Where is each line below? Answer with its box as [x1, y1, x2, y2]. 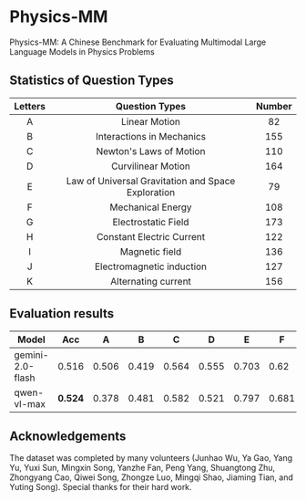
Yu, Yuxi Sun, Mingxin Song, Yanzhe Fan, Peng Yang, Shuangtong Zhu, [9, 463, 276, 474]
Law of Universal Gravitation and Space [66, 174, 236, 187]
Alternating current [110, 275, 191, 287]
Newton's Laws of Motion [96, 144, 206, 157]
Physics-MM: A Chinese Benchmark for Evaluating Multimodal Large [9, 37, 267, 47]
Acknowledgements [9, 428, 127, 444]
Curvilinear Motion [110, 160, 191, 172]
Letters [14, 99, 46, 112]
